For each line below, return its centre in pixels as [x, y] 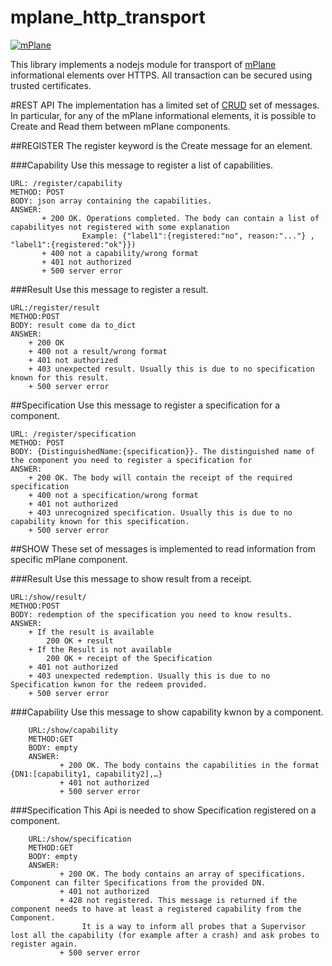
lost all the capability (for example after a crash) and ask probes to [165, 935]
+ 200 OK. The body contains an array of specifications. [183, 874]
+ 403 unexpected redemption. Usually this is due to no [149, 676]
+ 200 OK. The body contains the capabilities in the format [189, 765]
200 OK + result [80, 641]
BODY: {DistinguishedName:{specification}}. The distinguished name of [162, 451]
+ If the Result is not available [100, 649]
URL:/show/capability [73, 730]
